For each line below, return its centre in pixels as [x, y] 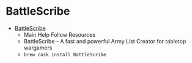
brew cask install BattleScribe [65, 54]
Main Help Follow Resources [60, 34]
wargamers [38, 48]
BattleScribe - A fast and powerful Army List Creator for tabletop [105, 41]
